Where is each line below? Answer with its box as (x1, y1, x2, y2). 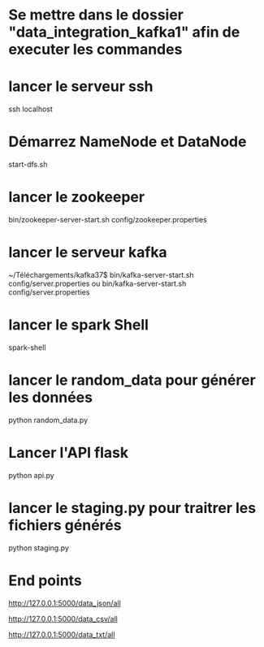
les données (8, 388, 93, 407)
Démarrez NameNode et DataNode (8, 132, 247, 151)
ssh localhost (8, 104, 53, 114)
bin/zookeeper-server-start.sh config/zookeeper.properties (8, 215, 207, 224)
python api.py (8, 470, 54, 480)
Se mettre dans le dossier (8, 6, 184, 24)
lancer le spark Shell (8, 316, 149, 334)
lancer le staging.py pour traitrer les (8, 498, 257, 517)
